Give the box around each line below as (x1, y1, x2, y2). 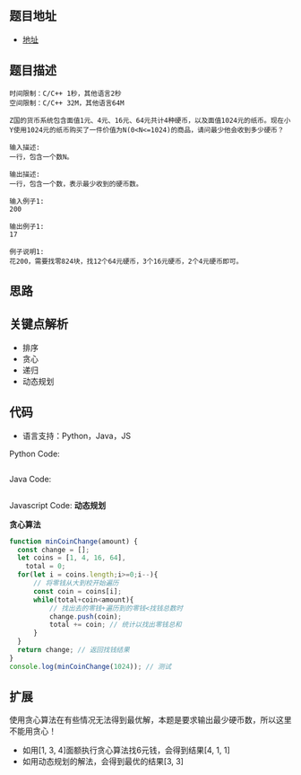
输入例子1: (9, 197, 45, 206)
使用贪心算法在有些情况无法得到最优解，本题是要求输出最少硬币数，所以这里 (9, 715, 292, 726)
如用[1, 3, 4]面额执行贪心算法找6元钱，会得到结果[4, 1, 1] (21, 744, 230, 756)
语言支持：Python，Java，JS (21, 430, 132, 441)
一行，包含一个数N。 (9, 152, 74, 162)
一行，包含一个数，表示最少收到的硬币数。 (9, 179, 143, 189)
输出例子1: (9, 222, 45, 231)
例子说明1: (9, 247, 45, 256)
